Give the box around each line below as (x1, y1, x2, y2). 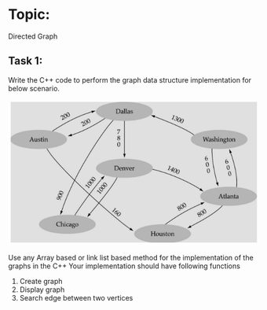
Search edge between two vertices (19, 293, 133, 302)
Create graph (19, 276, 63, 286)
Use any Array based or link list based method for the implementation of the (8, 253, 254, 262)
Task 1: (8, 54, 43, 68)
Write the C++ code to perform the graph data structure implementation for (8, 75, 252, 84)
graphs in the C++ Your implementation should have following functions (8, 261, 241, 271)
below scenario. (8, 83, 60, 93)
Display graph (19, 285, 65, 294)
